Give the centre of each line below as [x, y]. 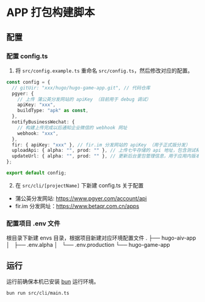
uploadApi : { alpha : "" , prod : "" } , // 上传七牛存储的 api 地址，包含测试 [104, 151]
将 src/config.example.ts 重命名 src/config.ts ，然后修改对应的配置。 [104, 70]
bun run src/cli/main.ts [38, 293]
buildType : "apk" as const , [53, 111]
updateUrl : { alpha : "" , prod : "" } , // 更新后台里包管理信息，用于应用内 [101, 156]
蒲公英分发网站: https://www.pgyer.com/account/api [81, 198]
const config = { [28, 82]
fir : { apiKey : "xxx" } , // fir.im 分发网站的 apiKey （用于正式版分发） [101, 145]
